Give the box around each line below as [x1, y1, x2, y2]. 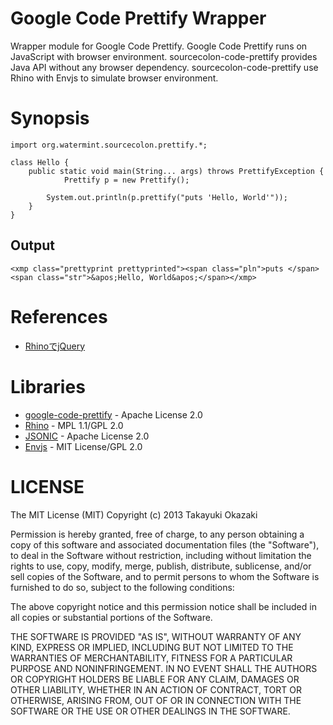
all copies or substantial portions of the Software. [10, 611, 213, 623]
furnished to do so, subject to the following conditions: [10, 581, 235, 593]
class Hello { [10, 157, 70, 167]
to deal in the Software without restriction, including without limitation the [10, 549, 312, 561]
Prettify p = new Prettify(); [63, 175, 190, 185]
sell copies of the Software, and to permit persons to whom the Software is [10, 570, 320, 582]
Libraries [10, 375, 86, 398]
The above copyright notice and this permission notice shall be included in [10, 600, 317, 612]
